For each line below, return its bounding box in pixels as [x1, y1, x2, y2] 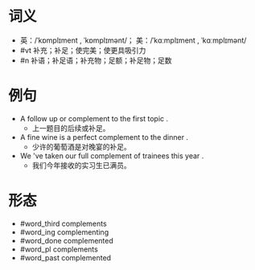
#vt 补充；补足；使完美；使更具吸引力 [19, 45, 146, 55]
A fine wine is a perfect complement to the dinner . [19, 132, 189, 141]
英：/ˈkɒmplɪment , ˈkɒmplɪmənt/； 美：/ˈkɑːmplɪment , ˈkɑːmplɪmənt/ [19, 35, 247, 45]
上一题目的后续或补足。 [31, 123, 110, 133]
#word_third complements [19, 219, 107, 228]
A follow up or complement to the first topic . [19, 113, 169, 123]
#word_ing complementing [19, 227, 109, 237]
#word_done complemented [19, 235, 114, 245]
